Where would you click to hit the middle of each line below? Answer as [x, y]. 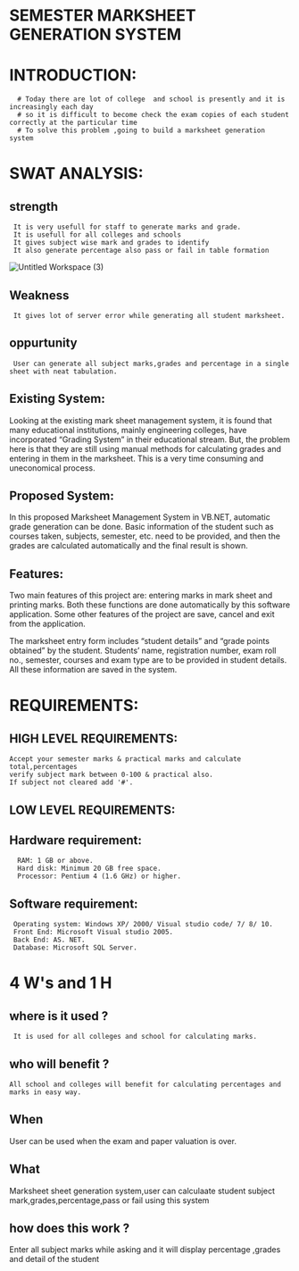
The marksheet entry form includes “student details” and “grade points [140, 641]
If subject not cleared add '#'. [71, 782]
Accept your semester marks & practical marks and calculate [125, 759]
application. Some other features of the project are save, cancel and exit [142, 615]
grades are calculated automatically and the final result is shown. [129, 546]
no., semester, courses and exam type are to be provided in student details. [148, 660]
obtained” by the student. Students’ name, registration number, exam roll [143, 651]
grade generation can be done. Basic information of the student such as [141, 527]
